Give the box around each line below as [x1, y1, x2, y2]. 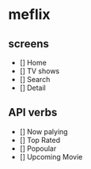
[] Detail [19, 83, 46, 92]
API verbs [8, 106, 58, 119]
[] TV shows [19, 66, 60, 76]
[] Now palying [19, 126, 69, 136]
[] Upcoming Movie [19, 152, 83, 161]
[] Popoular [19, 144, 57, 153]
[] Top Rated [19, 135, 61, 145]
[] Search [19, 75, 51, 84]
